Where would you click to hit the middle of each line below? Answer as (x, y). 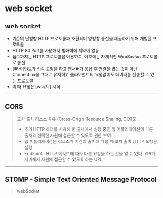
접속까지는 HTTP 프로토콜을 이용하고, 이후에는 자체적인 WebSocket (76, 57)
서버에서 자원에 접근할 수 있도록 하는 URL (63, 159)
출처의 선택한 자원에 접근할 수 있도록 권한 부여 (67, 135)
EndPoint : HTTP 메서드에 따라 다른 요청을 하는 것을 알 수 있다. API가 (90, 153)
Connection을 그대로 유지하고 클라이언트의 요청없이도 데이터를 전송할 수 (81, 75)
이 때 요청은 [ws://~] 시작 (36, 87)
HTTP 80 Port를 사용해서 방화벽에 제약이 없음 (56, 50)
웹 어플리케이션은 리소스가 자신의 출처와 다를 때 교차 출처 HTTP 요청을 (91, 141)
